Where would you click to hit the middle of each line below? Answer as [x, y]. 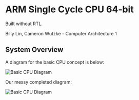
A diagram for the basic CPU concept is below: [55, 62]
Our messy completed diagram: [38, 82]
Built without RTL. [24, 24]
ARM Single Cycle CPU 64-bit [70, 9]
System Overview [34, 50]
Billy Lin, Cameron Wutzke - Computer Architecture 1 [61, 33]
